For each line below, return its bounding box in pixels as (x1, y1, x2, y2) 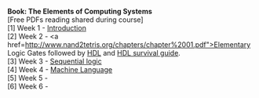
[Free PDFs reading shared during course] (7, 15, 144, 24)
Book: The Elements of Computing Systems (7, 7, 152, 16)
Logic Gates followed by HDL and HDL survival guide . (7, 49, 181, 57)
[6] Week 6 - (7, 82, 49, 91)
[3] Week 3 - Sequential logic (7, 56, 103, 66)
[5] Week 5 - (7, 74, 49, 82)
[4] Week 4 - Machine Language (7, 65, 113, 74)
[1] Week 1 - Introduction (7, 24, 87, 32)
